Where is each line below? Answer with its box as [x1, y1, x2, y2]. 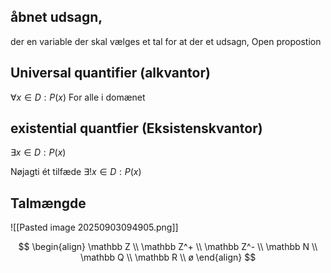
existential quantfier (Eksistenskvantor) [10, 120, 263, 137]
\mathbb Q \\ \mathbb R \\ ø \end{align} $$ [79, 251, 257, 264]
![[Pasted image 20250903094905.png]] [10, 221, 179, 234]
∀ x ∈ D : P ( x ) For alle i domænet [10, 91, 146, 103]
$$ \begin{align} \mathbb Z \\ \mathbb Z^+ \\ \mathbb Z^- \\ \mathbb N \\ [18, 241, 318, 253]
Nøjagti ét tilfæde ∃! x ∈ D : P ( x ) [10, 166, 142, 178]
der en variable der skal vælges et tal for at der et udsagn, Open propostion [10, 35, 322, 47]
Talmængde [10, 195, 87, 212]
